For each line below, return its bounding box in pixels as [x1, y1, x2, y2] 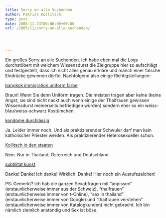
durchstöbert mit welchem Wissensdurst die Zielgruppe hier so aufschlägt [5, 62, 158, 68]
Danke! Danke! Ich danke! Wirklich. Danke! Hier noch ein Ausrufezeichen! [5, 171, 156, 177]
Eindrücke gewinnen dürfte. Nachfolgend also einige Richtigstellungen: [5, 73, 151, 79]
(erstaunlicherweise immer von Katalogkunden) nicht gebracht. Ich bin [5, 202, 150, 208]
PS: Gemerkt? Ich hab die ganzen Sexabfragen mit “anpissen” [5, 181, 132, 187]
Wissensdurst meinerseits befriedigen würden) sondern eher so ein [5, 103, 144, 109]
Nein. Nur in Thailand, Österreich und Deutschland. [5, 152, 110, 158]
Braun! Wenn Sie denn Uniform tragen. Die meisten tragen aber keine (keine [5, 92, 161, 98]
